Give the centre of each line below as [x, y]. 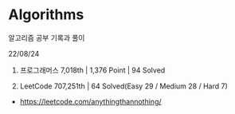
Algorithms [46, 15]
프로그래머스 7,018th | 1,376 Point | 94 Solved [92, 70]
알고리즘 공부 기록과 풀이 [47, 37]
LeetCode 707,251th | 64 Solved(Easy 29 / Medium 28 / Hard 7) [124, 86]
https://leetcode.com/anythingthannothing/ [90, 101]
